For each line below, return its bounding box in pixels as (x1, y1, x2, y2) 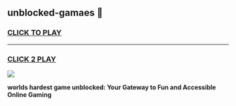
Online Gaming (7, 90, 52, 98)
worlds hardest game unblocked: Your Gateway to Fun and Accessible (7, 83, 216, 91)
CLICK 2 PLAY (7, 54, 56, 63)
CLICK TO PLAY (7, 28, 62, 38)
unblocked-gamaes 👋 (7, 7, 103, 19)
